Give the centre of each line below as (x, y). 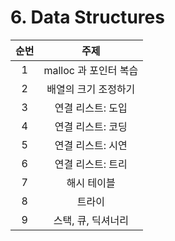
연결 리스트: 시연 (91, 145)
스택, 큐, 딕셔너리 (91, 220)
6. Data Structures (87, 17)
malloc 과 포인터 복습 (91, 70)
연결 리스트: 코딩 (91, 126)
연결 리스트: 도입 (91, 108)
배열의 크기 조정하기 (91, 89)
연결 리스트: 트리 (91, 164)
